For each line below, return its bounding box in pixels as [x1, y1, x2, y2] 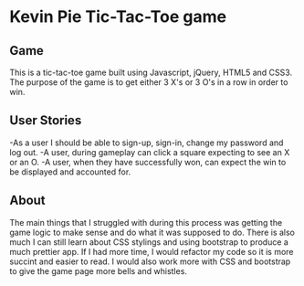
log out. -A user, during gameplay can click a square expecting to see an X [9, 146, 290, 157]
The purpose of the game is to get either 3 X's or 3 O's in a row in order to [9, 77, 288, 88]
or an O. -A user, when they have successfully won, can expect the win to [9, 156, 287, 167]
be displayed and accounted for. [9, 166, 131, 177]
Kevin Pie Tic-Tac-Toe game [9, 6, 226, 27]
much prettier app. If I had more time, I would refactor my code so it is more [9, 246, 294, 257]
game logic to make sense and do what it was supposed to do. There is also [9, 227, 295, 238]
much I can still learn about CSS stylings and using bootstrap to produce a [9, 236, 289, 248]
